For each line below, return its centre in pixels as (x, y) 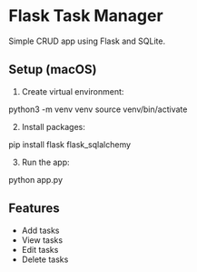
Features (34, 209)
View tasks (42, 240)
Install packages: (53, 126)
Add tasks (40, 230)
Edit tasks (40, 249)
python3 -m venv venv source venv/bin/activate (98, 109)
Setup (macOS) (53, 70)
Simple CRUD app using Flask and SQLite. (87, 41)
